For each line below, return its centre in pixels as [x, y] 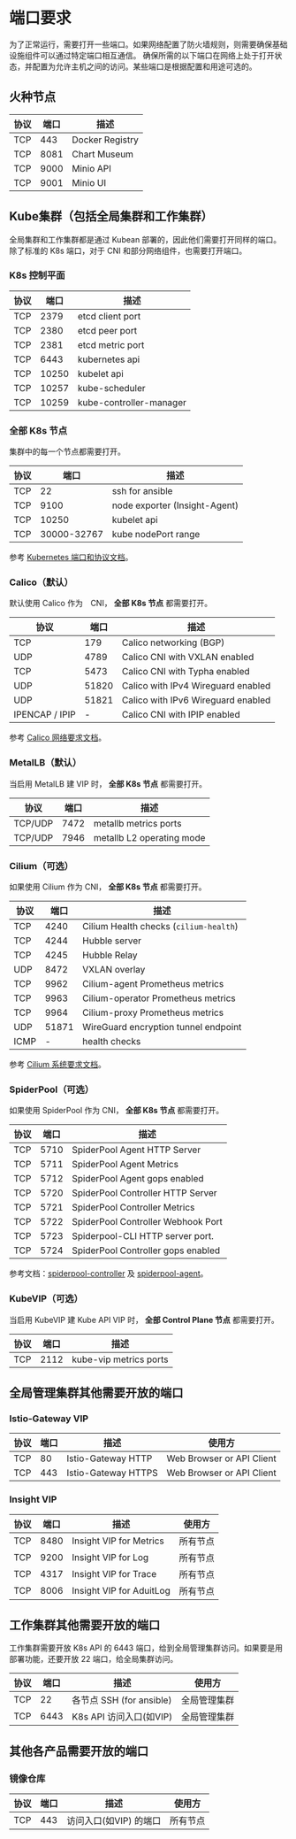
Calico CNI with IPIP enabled [181, 715]
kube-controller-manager [132, 402]
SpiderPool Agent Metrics [125, 1165]
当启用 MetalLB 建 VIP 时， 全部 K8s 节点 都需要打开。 [108, 783]
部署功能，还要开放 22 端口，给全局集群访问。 [94, 1659]
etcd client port [109, 316]
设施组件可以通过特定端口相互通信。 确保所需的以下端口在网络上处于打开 [142, 55]
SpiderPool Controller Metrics [133, 1207]
